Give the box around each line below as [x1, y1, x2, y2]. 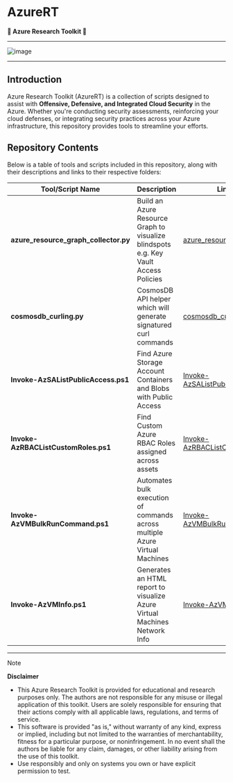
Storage [137, 357, 163, 367]
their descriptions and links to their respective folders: [7, 167, 162, 176]
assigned [137, 447, 167, 456]
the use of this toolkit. [17, 751, 80, 760]
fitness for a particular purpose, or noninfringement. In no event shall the [17, 737, 225, 745]
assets [137, 464, 158, 474]
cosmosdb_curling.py [10, 311, 84, 321]
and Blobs [137, 383, 170, 393]
